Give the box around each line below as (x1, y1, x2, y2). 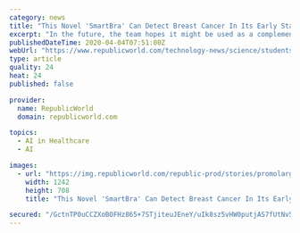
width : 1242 (25, 178, 70, 187)
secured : (9, 211, 42, 220)
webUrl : (9, 46, 38, 55)
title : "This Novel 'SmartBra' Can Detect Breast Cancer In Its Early (9, 21, 278, 30)
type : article (9, 54, 62, 63)
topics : (9, 129, 38, 137)
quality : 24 (9, 63, 54, 72)
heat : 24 (9, 71, 42, 80)
